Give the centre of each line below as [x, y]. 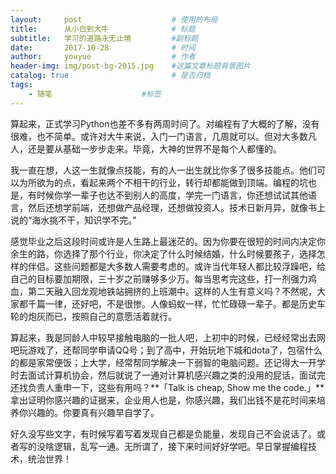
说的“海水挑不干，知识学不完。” [73, 220]
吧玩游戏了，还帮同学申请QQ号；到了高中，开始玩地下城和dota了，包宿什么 [166, 350]
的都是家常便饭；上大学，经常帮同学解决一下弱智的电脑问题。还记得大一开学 [168, 362]
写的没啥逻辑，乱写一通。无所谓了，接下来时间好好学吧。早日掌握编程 [163, 446]
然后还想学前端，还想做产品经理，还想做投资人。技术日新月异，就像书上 [176, 207]
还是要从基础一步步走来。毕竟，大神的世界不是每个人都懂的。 [154, 148]
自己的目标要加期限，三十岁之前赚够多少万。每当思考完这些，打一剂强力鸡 [163, 278]
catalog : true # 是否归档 [110, 76]
